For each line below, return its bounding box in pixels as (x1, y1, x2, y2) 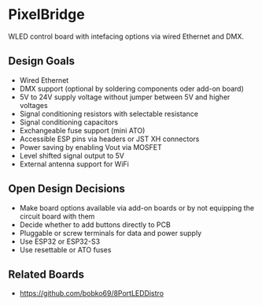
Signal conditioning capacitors (19, 117, 119, 127)
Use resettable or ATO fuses (19, 244, 112, 254)
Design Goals (8, 54, 75, 68)
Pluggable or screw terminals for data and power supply (19, 228, 202, 237)
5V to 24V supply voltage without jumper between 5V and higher (19, 92, 231, 102)
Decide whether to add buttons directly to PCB (19, 219, 171, 229)
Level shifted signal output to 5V (19, 151, 124, 160)
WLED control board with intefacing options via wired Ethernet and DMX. (8, 32, 245, 41)
